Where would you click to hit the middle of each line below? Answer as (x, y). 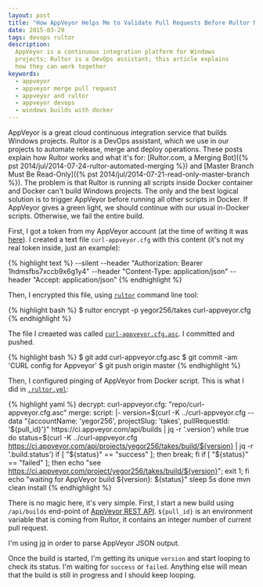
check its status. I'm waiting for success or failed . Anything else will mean (128, 567)
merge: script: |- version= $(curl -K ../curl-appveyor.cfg (157, 412)
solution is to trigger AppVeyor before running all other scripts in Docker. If (128, 199)
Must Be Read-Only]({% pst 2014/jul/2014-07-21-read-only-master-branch (129, 174)
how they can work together (61, 67)
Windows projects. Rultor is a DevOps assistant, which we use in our (119, 141)
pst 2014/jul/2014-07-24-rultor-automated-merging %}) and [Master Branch (131, 166)
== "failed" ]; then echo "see (55, 463)
